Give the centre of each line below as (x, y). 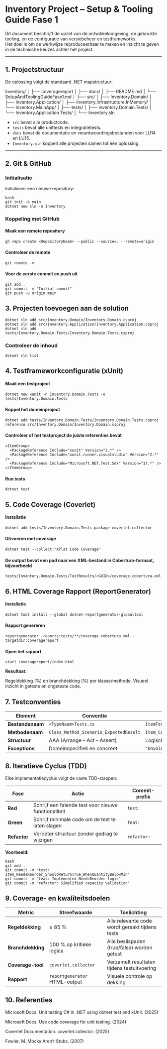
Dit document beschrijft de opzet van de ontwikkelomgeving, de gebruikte (81, 33)
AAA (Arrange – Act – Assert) (83, 740)
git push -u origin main (31, 293)
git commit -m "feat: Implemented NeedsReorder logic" (63, 879)
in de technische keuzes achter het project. (49, 49)
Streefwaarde (76, 912)
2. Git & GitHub (28, 164)
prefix (143, 797)
